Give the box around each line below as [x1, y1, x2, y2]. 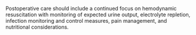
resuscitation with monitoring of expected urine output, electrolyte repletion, [5, 11, 191, 18]
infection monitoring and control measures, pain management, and [5, 17, 167, 24]
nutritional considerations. [5, 23, 69, 30]
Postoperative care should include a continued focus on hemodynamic [5, 5, 177, 12]
